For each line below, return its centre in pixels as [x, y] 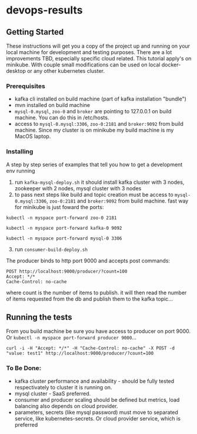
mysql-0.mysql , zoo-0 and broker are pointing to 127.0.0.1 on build [93, 112]
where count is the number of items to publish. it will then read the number [96, 292]
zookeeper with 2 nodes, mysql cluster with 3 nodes [78, 188]
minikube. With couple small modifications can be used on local [83, 65]
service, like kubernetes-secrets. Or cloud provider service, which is [98, 418]
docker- [171, 65]
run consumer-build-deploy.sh [51, 249]
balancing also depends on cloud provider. [66, 406]
